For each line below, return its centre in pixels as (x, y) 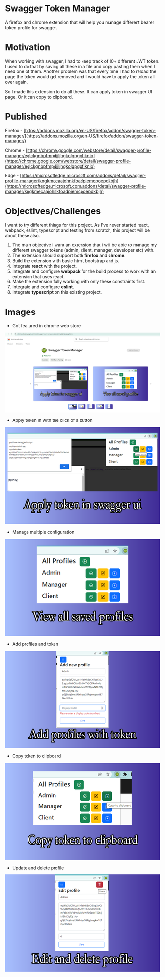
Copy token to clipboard (37, 756)
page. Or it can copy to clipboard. (39, 97)
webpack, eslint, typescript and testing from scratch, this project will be (78, 230)
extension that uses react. (39, 276)
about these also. (23, 235)
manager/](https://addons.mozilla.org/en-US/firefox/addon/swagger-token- (82, 136)
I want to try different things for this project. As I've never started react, (77, 225)
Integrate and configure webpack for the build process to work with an (84, 271)
